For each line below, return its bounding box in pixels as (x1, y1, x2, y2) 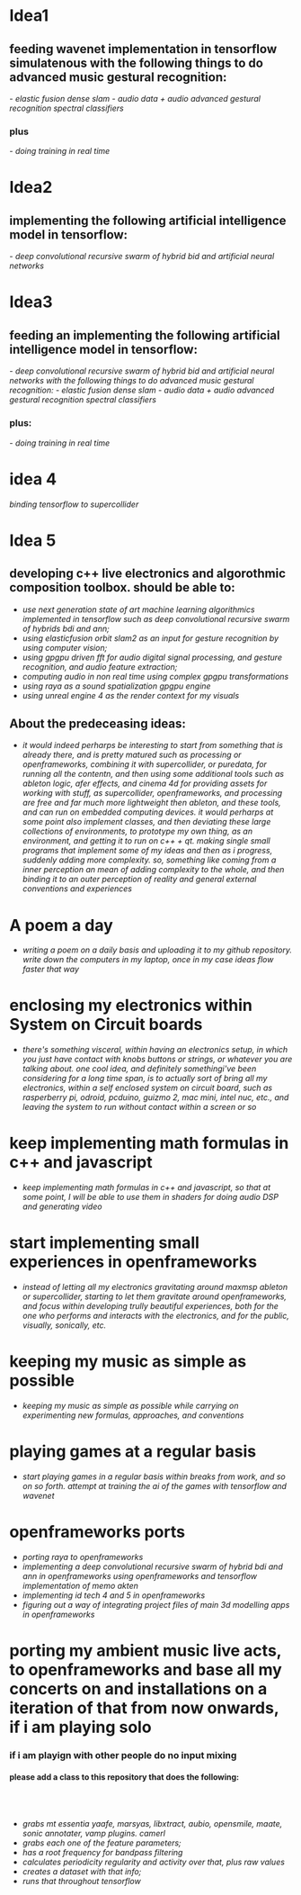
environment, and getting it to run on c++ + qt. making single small (22, 835, 271, 846)
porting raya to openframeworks (22, 1551, 144, 1562)
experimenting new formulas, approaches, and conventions (22, 1410, 244, 1421)
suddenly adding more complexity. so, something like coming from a (22, 854, 277, 865)
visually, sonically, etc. (22, 1320, 107, 1331)
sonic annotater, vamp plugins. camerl (22, 1828, 166, 1839)
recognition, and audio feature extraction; (22, 661, 178, 672)
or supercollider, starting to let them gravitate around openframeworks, (22, 1291, 288, 1302)
